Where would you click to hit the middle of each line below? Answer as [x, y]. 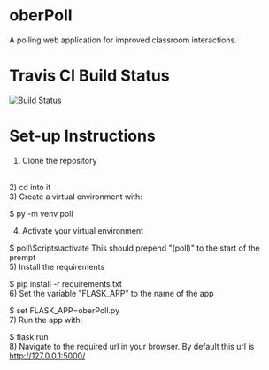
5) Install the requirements [57, 266]
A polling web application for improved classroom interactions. [123, 40]
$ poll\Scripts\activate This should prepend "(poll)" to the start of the [135, 248]
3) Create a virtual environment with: [76, 197]
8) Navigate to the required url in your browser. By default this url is [132, 346]
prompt [23, 257]
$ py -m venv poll [41, 213]
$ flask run [29, 336]
